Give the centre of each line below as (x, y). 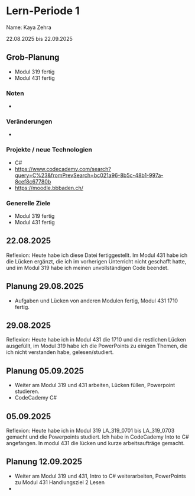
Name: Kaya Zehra (29, 27)
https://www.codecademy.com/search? (63, 169)
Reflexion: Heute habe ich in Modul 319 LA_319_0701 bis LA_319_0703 (90, 431)
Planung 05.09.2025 (45, 371)
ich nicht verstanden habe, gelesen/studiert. (60, 352)
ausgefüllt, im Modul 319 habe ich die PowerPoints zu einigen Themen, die (97, 346)
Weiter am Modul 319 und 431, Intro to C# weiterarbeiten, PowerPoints (100, 476)
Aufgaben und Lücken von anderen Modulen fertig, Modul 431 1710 (96, 301)
